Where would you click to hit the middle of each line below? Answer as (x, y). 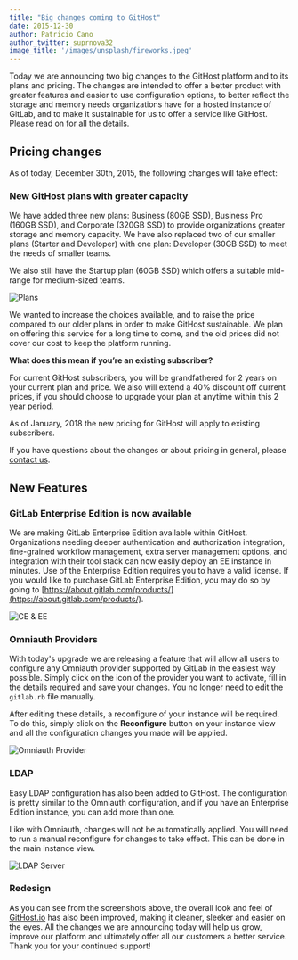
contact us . (30, 459)
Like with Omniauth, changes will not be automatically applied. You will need (149, 829)
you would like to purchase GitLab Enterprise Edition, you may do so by (140, 580)
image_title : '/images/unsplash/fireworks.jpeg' (101, 51)
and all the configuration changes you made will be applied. (119, 733)
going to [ (27, 589)
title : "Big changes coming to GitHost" (85, 17)
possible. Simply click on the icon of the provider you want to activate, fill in (148, 678)
